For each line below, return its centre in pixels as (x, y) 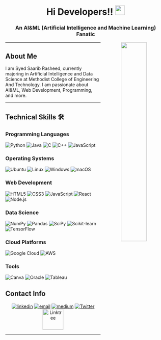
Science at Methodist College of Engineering (52, 80)
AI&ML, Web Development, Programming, (49, 90)
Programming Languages (37, 134)
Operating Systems (30, 158)
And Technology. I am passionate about (47, 85)
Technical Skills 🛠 (35, 117)
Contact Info (25, 293)
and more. (16, 96)
